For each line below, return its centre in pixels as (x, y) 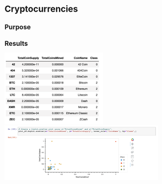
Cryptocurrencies (41, 9)
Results (16, 43)
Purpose (18, 27)
